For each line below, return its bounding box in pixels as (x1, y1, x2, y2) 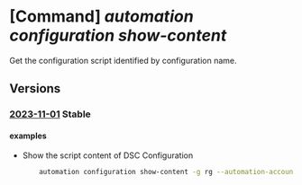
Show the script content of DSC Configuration (22, 150, 194, 161)
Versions (9, 81, 61, 96)
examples (9, 130, 47, 141)
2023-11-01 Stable (9, 108, 92, 120)
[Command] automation (9, 6, 194, 27)
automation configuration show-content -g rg (39, 168, 214, 177)
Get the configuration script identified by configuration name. (9, 55, 237, 66)
